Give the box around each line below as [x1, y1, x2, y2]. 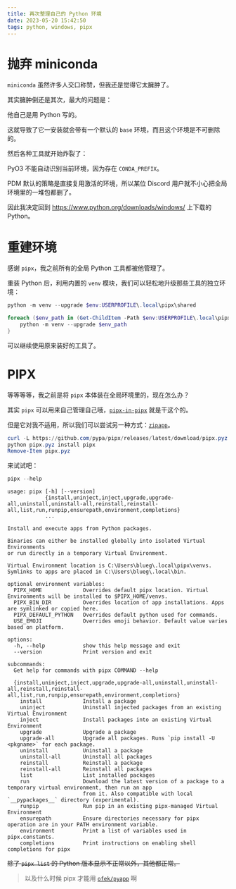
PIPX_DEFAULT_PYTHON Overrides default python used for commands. [13, 611, 218, 619]
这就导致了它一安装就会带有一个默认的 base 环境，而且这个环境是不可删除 [7, 125, 221, 134]
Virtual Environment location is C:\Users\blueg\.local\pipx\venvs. [7, 562, 212, 570]
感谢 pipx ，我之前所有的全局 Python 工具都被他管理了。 [7, 264, 169, 272]
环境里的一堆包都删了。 [7, 188, 75, 197]
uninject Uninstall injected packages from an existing [20, 704, 221, 711]
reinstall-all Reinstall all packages [20, 766, 152, 773]
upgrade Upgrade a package [20, 729, 137, 736]
